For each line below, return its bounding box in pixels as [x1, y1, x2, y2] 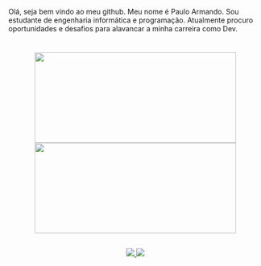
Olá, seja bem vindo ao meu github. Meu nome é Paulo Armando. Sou [8, 7, 239, 16]
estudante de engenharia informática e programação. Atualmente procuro [8, 15, 254, 25]
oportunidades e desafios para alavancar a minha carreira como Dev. [8, 24, 238, 33]
